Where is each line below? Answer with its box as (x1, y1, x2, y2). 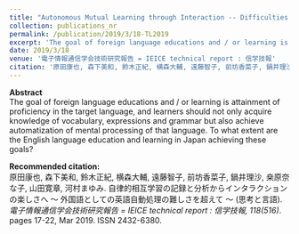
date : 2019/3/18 (9, 46, 69, 55)
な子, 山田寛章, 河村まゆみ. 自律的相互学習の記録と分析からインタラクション (9, 182, 287, 193)
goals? (9, 143, 34, 154)
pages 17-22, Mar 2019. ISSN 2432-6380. (9, 214, 163, 225)
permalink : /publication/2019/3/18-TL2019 (9, 29, 169, 38)
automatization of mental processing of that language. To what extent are (9, 125, 279, 135)
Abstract (9, 86, 43, 98)
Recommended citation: (9, 161, 101, 172)
